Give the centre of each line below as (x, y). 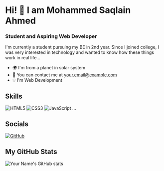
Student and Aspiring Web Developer (51, 36)
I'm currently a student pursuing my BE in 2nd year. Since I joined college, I (82, 47)
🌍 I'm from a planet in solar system (49, 68)
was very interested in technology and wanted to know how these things (80, 52)
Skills (14, 96)
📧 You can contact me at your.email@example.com (65, 75)
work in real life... (23, 58)
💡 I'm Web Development (37, 80)
